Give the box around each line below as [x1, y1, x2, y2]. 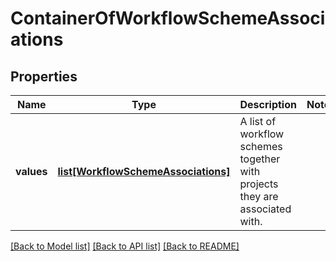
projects [239, 177, 279, 191]
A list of [239, 115, 277, 128]
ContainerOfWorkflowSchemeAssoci [10, 7, 326, 30]
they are [239, 190, 279, 203]
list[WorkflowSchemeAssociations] [57, 165, 231, 178]
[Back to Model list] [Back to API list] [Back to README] [10, 240, 240, 252]
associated [239, 202, 292, 216]
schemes [239, 140, 283, 153]
